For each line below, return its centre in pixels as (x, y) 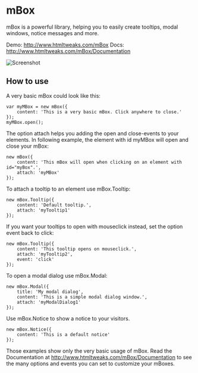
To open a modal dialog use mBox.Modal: (57, 275)
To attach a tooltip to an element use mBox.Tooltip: (68, 189)
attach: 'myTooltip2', (45, 254)
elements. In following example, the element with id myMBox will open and (98, 139)
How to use (27, 81)
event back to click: (30, 232)
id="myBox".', (24, 167)
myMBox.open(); (25, 122)
